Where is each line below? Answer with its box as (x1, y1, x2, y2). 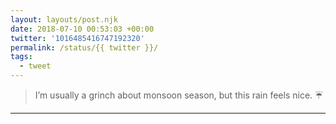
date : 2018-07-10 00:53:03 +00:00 (10, 24, 155, 34)
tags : (10, 52, 33, 62)
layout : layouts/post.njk (10, 14, 118, 25)
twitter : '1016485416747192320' (10, 33, 145, 43)
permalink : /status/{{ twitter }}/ (10, 42, 159, 53)
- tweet (19, 61, 52, 71)
